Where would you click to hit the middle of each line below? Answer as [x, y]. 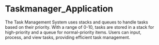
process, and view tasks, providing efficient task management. [68, 37]
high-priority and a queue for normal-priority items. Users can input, [73, 32]
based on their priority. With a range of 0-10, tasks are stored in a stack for [79, 27]
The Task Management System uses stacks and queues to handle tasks [77, 22]
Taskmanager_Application [59, 9]
